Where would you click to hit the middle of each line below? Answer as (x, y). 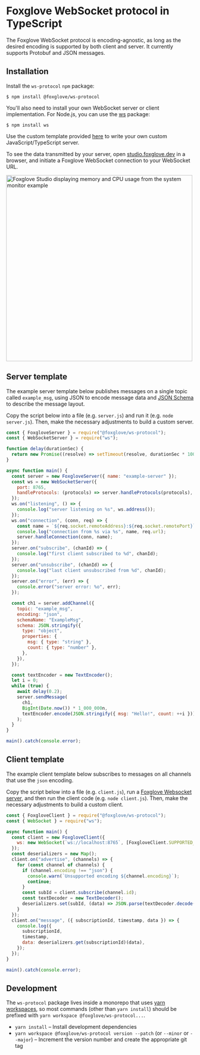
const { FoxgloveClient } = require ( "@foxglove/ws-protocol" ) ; (86, 815)
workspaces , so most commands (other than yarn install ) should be (91, 1009)
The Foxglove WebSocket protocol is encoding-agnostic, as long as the (94, 40)
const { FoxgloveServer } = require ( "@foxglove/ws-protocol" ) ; (86, 432)
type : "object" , (42, 631)
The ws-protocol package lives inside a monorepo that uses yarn (86, 1003)
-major (23, 1040)
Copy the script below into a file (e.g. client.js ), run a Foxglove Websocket (99, 792)
